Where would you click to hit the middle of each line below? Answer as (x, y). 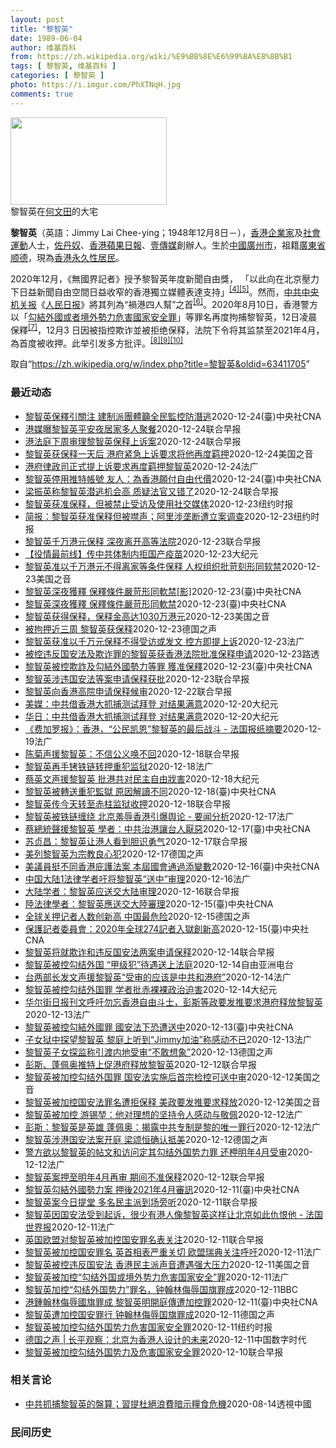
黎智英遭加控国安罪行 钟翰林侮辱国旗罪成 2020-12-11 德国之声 (149, 1314)
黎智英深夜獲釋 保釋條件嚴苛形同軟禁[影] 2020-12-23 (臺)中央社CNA (163, 591)
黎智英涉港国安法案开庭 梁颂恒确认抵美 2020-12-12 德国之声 (146, 1139)
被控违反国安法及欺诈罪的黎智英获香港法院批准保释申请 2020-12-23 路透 (172, 653)
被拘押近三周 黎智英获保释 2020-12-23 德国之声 (121, 628)
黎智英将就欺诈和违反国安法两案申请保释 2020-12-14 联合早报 (149, 952)
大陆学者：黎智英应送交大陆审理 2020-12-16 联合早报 (132, 891)
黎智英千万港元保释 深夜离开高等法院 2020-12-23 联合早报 (143, 541)
